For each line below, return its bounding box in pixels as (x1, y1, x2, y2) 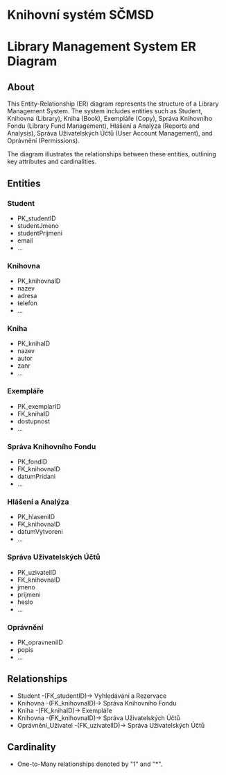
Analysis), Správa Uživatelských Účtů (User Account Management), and (7, 129, 213, 138)
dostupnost (17, 417, 51, 425)
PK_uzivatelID (17, 568, 57, 576)
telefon (17, 299, 38, 307)
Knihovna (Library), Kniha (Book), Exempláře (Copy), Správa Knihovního (7, 115, 213, 123)
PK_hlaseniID (17, 513, 55, 521)
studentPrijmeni (17, 229, 62, 237)
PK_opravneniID (17, 638, 64, 646)
